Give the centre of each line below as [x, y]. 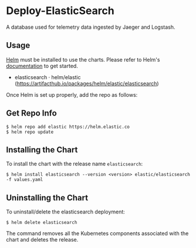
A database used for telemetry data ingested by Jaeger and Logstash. [91, 27]
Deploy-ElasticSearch [60, 11]
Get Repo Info [31, 113]
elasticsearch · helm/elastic [48, 77]
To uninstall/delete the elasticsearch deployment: [65, 212]
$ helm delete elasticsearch [42, 223]
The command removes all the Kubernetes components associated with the [97, 233]
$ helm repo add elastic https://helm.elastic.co [68, 127]
